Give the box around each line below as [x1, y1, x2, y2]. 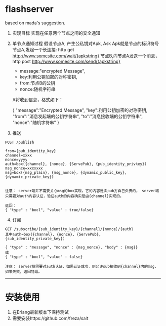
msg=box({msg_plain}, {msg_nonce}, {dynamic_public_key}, [5, 170, 127, 175]
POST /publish [5, 140, 35, 145]
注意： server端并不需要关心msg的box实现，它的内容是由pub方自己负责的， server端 [5, 188, 159, 193]
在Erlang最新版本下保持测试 [12, 309, 69, 315]
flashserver [5, 3, 54, 15]
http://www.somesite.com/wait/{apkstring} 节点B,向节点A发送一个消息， [12, 53, 160, 59]
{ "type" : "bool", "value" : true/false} [5, 207, 94, 212]
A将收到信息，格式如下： [12, 96, 63, 102]
